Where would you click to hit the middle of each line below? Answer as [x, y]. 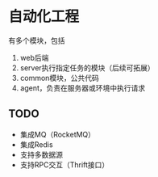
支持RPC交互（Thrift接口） [64, 164]
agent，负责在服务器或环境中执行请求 [83, 88]
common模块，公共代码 [59, 78]
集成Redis [37, 144]
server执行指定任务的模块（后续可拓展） [87, 67]
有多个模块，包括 [37, 40]
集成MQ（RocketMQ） [57, 134]
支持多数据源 [41, 154]
